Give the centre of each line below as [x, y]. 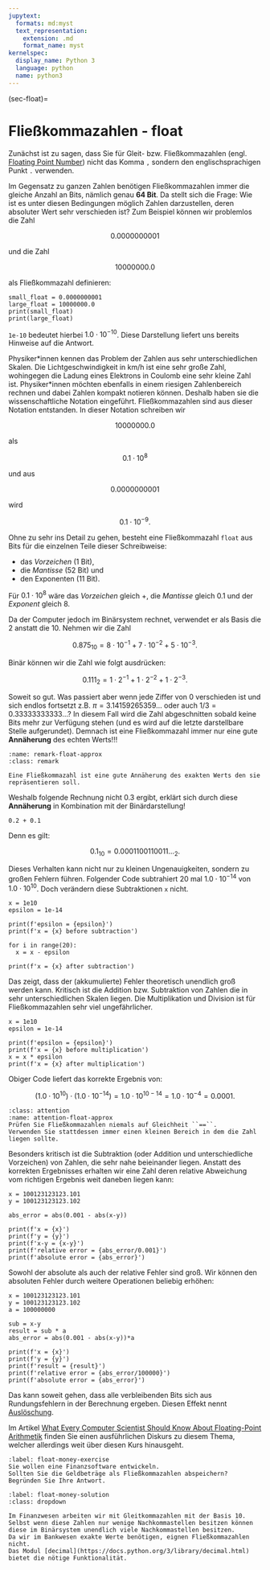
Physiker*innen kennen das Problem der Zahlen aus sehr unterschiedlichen [133, 359]
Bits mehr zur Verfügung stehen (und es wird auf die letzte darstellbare [126, 723]
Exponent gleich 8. [39, 604]
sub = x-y [25, 1324]
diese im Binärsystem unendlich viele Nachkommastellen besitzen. [122, 1530]
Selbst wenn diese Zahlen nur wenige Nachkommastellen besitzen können [131, 1523]
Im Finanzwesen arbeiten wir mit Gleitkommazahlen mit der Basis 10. [127, 1516]
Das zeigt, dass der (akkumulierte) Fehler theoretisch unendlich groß [122, 981]
